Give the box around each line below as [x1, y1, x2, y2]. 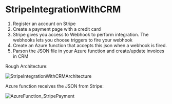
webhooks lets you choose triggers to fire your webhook [12, 37, 132, 43]
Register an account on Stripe [12, 20, 76, 27]
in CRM [12, 53, 29, 59]
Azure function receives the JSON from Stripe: [5, 83, 104, 89]
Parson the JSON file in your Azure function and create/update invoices [12, 48, 164, 54]
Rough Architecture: [5, 63, 48, 69]
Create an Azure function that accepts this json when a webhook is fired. [12, 42, 167, 48]
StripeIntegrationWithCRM [5, 4, 121, 15]
